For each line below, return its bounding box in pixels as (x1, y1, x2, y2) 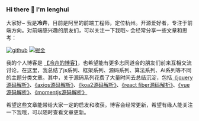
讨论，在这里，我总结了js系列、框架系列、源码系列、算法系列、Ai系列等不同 (6, 67, 191, 74)
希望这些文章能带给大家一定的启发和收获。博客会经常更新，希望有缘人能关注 (6, 102, 193, 109)
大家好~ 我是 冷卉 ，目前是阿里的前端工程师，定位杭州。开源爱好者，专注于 (6, 19, 188, 27)
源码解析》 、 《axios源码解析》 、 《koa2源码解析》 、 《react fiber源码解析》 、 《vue (6, 81, 190, 89)
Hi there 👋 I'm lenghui (6, 5, 69, 14)
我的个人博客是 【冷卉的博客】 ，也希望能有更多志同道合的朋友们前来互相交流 (6, 59, 192, 67)
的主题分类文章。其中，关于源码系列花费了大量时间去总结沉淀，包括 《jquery (6, 74, 193, 81)
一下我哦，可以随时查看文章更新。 (6, 109, 89, 116)
